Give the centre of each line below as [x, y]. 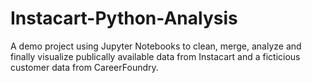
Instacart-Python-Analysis [124, 18]
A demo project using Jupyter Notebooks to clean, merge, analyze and [156, 46]
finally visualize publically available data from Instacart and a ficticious [155, 56]
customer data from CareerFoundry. [84, 67]
